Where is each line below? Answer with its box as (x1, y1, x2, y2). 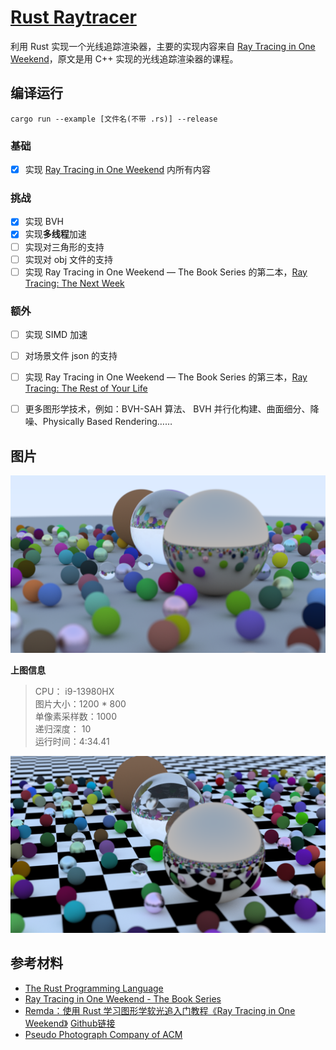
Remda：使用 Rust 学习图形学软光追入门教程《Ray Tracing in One (24, 1004, 296, 1016)
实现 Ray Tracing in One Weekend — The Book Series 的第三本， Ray (24, 371, 308, 383)
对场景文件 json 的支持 (24, 350, 118, 362)
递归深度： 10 (34, 722, 92, 735)
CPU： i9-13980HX (34, 685, 115, 697)
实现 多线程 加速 (24, 228, 87, 240)
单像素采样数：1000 (34, 710, 117, 722)
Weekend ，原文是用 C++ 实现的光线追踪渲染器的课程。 (10, 52, 239, 65)
